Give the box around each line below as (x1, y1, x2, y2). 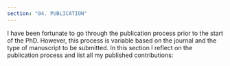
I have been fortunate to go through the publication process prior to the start (7, 29, 223, 37)
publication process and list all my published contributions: (7, 51, 174, 59)
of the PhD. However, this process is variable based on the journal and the (7, 36, 217, 45)
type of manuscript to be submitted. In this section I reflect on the (7, 43, 193, 52)
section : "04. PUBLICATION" (7, 10, 88, 17)
